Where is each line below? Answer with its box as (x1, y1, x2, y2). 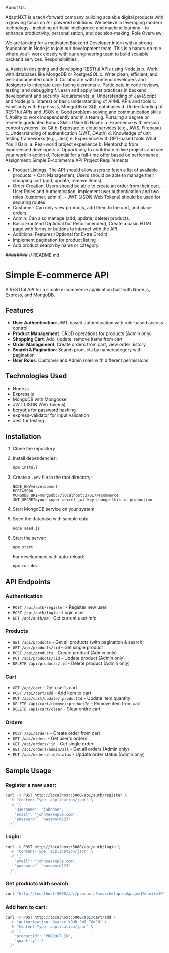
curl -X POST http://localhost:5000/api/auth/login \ (5, 844, 121, 849)
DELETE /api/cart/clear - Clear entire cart (12, 706, 101, 712)
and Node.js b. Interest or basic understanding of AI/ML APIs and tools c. (5, 98, 157, 104)
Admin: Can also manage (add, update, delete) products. (12, 215, 130, 221)
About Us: (5, 5, 26, 10)
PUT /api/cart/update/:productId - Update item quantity (12, 695, 131, 701)
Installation (5, 432, 41, 441)
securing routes (12, 199, 45, 205)
